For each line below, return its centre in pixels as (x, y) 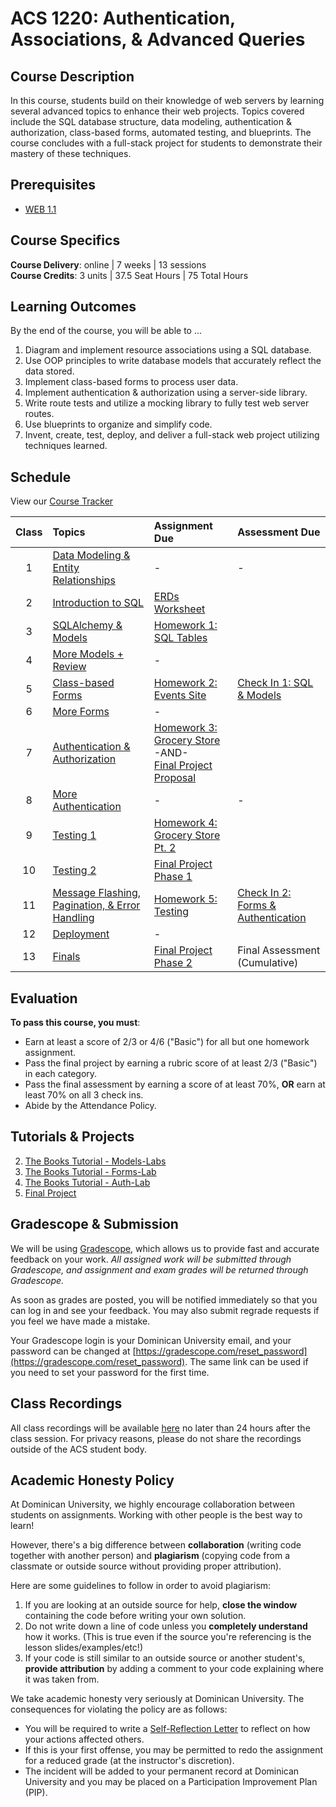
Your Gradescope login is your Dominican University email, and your (151, 1340)
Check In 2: (264, 893)
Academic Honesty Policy (92, 1480)
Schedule (41, 477)
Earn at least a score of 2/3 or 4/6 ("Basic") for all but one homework (167, 1042)
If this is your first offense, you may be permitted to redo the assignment (174, 1750)
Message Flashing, (97, 893)
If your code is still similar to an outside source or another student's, (165, 1658)
